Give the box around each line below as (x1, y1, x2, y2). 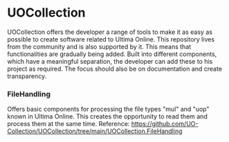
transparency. (7, 71, 47, 80)
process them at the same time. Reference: (7, 120, 130, 128)
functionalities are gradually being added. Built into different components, (7, 50, 217, 58)
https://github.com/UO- (131, 120, 199, 128)
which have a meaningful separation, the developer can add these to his (7, 57, 213, 65)
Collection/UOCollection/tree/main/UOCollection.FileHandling (7, 127, 183, 136)
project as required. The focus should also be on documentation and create (7, 64, 223, 73)
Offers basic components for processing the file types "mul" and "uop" (7, 105, 210, 114)
